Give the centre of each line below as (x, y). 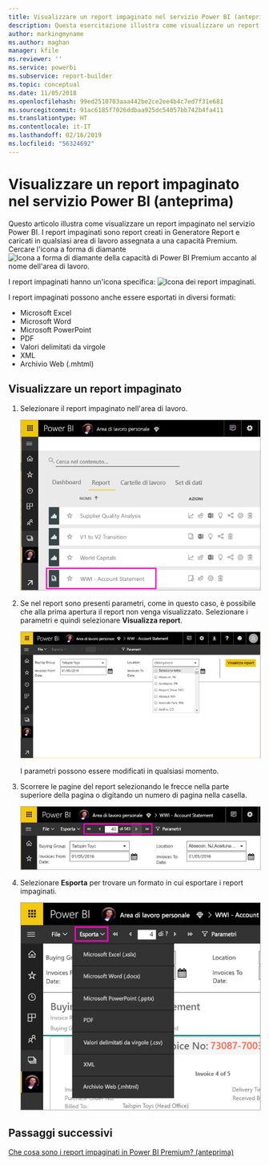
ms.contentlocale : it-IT (50, 127)
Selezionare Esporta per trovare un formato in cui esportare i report (132, 883)
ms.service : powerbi (43, 68)
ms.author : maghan (39, 42)
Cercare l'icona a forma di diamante (67, 249)
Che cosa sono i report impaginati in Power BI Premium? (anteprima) (121, 1152)
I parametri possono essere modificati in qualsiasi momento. (119, 771)
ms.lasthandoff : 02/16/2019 (55, 135)
